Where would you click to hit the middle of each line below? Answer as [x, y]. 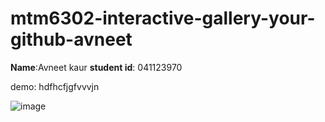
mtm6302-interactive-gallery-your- [163, 18]
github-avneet [71, 39]
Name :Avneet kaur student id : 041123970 [96, 67]
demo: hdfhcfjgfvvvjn [55, 86]
